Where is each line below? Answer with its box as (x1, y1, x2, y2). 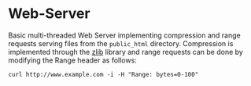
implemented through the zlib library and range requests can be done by (8, 47, 244, 56)
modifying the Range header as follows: (8, 56, 138, 65)
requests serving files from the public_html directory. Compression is (8, 38, 234, 48)
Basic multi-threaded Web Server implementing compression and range (8, 30, 242, 40)
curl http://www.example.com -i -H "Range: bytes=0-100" (8, 70, 199, 78)
